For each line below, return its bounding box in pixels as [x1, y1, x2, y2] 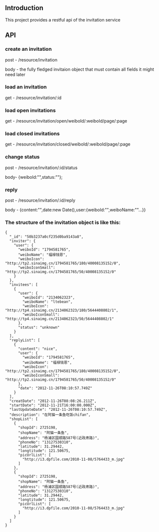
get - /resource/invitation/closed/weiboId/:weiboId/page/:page [5, 141, 131, 147]
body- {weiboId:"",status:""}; [5, 174, 63, 180]
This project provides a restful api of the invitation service [5, 17, 121, 22]
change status [5, 153, 40, 160]
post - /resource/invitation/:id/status [5, 165, 78, 170]
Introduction [5, 4, 44, 12]
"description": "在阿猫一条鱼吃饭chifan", [9, 412, 91, 417]
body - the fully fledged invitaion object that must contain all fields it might [5, 66, 154, 72]
